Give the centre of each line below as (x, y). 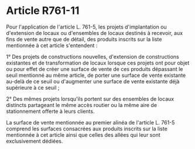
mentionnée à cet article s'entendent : (52, 45)
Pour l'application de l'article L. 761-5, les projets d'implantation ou (86, 27)
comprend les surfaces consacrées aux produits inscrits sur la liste (87, 129)
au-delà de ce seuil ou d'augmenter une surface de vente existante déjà (93, 81)
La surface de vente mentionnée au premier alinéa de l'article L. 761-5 (90, 122)
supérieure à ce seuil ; (33, 87)
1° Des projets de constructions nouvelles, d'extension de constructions (93, 56)
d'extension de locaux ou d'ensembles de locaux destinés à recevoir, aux (95, 33)
